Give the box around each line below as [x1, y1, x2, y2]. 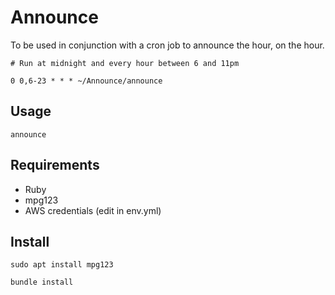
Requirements [10, 157, 100, 174]
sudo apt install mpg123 [10, 260, 114, 270]
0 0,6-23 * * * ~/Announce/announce [10, 76, 163, 86]
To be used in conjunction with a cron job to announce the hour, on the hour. [10, 39, 325, 51]
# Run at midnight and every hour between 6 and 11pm [10, 58, 240, 68]
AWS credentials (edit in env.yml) [24, 204, 162, 216]
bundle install [10, 277, 74, 288]
